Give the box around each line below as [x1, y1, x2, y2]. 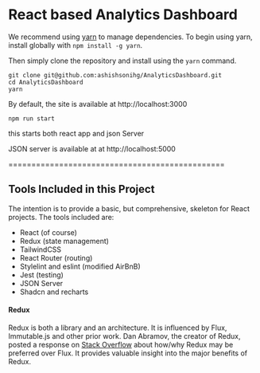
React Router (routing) [19, 253, 93, 262]
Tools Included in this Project [8, 183, 155, 196]
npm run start [8, 114, 56, 123]
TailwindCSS [19, 245, 62, 254]
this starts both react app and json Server [8, 128, 145, 138]
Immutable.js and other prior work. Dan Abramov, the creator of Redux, [8, 331, 241, 340]
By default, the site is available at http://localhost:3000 [8, 99, 188, 108]
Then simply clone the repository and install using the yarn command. [8, 56, 237, 65]
